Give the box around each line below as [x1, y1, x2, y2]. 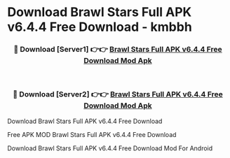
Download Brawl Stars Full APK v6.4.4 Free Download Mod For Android [7, 144, 213, 152]
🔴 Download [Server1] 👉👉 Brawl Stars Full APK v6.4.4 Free [13, 45, 222, 55]
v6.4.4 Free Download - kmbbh [7, 19, 193, 35]
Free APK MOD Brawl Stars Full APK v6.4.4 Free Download [7, 130, 177, 138]
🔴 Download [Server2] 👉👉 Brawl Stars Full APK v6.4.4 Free [13, 89, 223, 99]
